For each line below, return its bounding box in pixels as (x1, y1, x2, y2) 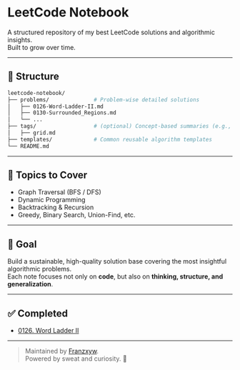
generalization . (7, 280, 54, 289)
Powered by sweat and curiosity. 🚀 (24, 354, 127, 363)
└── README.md (7, 142, 50, 150)
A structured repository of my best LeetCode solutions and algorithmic (7, 28, 216, 36)
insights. (7, 35, 33, 44)
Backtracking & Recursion (17, 203, 94, 211)
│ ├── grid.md (7, 129, 56, 136)
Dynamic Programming (17, 196, 86, 204)
